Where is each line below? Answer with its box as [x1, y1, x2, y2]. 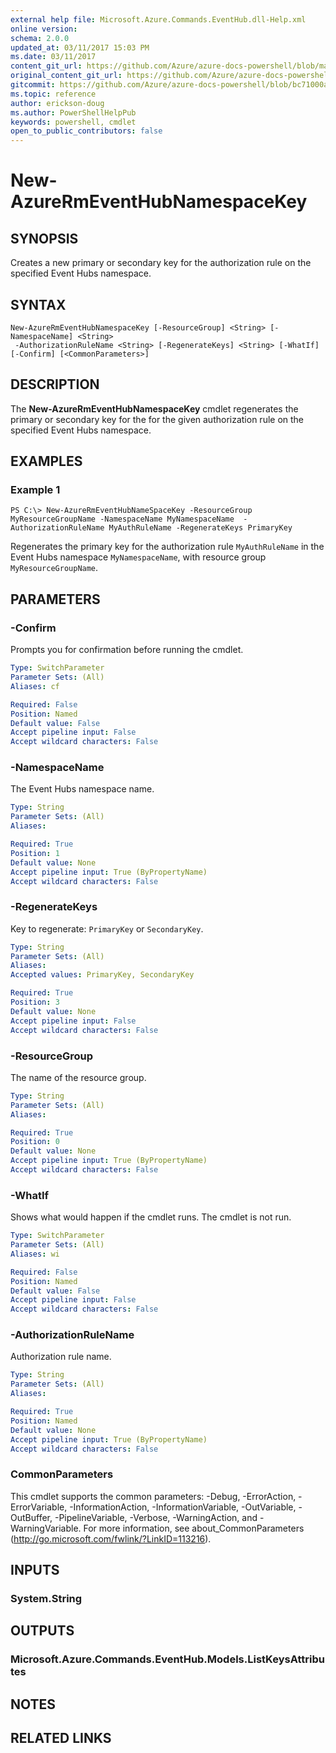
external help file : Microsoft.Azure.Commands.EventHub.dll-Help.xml [10, 14, 307, 25]
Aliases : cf [10, 681, 60, 691]
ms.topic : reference [10, 89, 97, 99]
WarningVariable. [10, 1522, 82, 1534]
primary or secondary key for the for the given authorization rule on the [10, 413, 305, 425]
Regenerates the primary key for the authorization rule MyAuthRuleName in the [10, 541, 325, 553]
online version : [10, 24, 78, 34]
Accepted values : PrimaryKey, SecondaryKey [10, 970, 195, 980]
